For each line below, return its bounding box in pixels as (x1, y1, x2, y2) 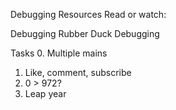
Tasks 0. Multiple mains (10, 47, 108, 59)
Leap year (24, 88, 67, 99)
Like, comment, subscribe (24, 67, 132, 78)
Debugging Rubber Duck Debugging (10, 28, 160, 39)
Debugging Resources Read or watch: (10, 9, 167, 20)
